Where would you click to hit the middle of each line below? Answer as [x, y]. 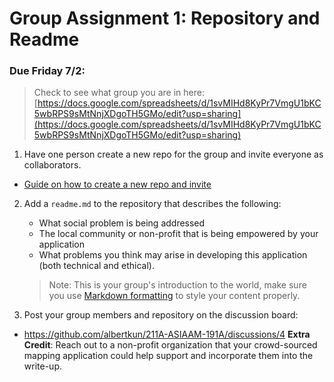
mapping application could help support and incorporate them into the [168, 356]
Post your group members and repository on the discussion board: [161, 315]
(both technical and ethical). [96, 266]
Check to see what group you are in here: [119, 93]
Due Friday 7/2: [47, 71]
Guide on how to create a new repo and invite [117, 184]
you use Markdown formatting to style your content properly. [174, 296]
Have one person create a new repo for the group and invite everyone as [173, 154]
